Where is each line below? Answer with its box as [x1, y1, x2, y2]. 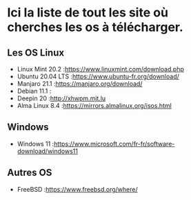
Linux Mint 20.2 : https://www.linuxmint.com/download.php [17, 65, 184, 73]
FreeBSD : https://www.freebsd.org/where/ [17, 185, 138, 193]
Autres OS [7, 167, 52, 179]
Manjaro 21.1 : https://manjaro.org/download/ [17, 80, 143, 87]
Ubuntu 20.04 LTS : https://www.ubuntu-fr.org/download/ [17, 72, 179, 80]
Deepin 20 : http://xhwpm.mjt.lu [17, 94, 106, 102]
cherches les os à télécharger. [7, 19, 184, 35]
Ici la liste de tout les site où [7, 5, 169, 21]
